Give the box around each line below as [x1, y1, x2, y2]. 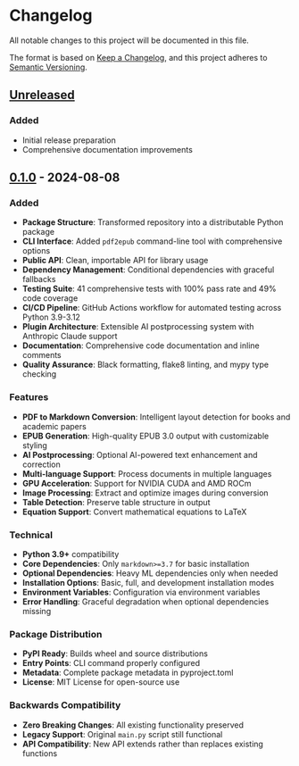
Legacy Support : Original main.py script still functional [21, 729, 223, 739]
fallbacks [21, 274, 56, 285]
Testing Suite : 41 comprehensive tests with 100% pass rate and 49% [21, 283, 277, 295]
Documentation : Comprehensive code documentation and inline [21, 340, 261, 351]
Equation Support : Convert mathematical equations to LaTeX [21, 506, 247, 517]
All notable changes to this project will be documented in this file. [9, 35, 250, 46]
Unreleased [9, 87, 76, 103]
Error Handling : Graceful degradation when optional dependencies [21, 595, 270, 607]
